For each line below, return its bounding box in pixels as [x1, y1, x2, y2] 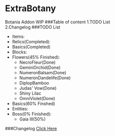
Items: [12, 34, 25, 39]
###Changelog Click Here [5, 125, 57, 131]
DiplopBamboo [19, 80, 49, 85]
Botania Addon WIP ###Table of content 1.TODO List [5, 19, 111, 25]
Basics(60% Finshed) [12, 101, 55, 106]
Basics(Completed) [12, 44, 51, 50]
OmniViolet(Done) [19, 95, 55, 101]
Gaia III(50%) [19, 116, 46, 122]
